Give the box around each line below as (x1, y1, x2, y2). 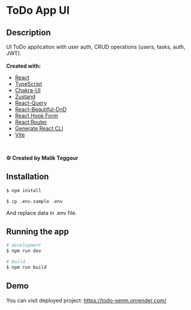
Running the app (6, 226, 69, 236)
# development (6, 242, 42, 248)
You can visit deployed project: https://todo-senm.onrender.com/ (6, 297, 166, 304)
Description (6, 28, 51, 38)
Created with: (6, 62, 41, 69)
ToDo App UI (6, 4, 70, 17)
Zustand (14, 93, 36, 100)
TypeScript (14, 80, 43, 87)
